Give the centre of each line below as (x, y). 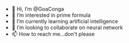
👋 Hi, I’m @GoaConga (38, 9)
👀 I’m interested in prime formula (51, 15)
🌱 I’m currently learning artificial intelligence (65, 21)
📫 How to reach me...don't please (53, 34)
